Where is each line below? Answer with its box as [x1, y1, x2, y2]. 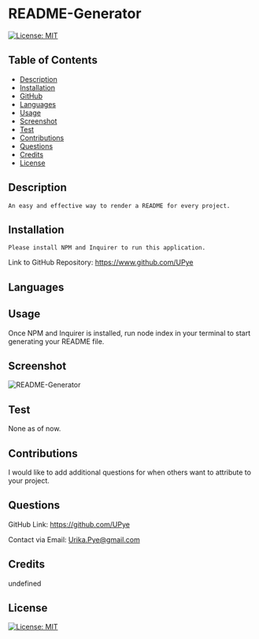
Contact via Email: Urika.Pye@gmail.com [8, 534, 140, 544]
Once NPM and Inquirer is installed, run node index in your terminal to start [8, 328, 251, 338]
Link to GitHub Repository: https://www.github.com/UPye [8, 257, 194, 268]
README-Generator [8, 5, 142, 23]
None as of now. [8, 424, 61, 434]
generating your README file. [8, 336, 105, 346]
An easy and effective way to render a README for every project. [8, 201, 231, 209]
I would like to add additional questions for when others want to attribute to [8, 467, 252, 477]
